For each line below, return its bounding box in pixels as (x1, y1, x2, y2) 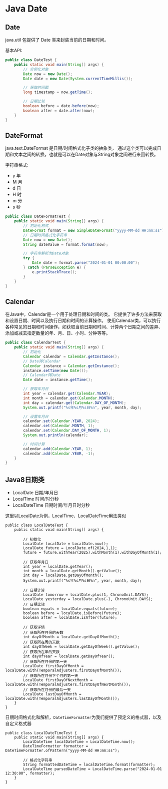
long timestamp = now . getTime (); (23, 90, 93, 95)
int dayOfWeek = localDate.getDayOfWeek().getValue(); (23, 644, 140, 649)
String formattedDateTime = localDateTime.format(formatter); (23, 762, 155, 767)
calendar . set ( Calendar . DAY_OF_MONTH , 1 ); (23, 428, 111, 433)
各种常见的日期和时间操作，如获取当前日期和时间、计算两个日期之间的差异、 (5, 324, 163, 330)
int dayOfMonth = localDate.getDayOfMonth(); (23, 634, 120, 640)
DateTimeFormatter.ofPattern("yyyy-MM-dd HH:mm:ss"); (5, 748, 120, 753)
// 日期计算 (23, 588, 45, 593)
